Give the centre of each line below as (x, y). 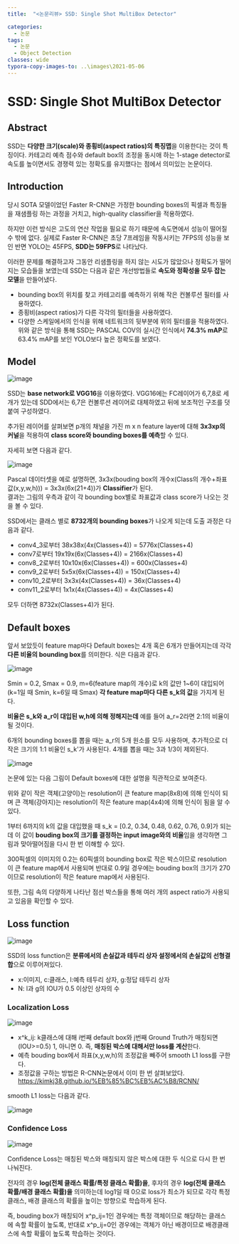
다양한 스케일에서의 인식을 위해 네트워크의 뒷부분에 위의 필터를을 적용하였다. (123, 321)
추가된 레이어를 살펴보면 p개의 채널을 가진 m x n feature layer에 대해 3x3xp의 (116, 426)
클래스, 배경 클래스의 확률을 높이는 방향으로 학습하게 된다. (87, 1201)
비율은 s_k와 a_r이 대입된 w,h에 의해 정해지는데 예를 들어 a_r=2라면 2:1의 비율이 (118, 717)
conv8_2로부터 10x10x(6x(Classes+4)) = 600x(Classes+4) (102, 563)
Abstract (27, 128)
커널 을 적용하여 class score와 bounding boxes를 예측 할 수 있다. (98, 436)
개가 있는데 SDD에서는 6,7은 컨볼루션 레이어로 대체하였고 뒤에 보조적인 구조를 (115, 402)
